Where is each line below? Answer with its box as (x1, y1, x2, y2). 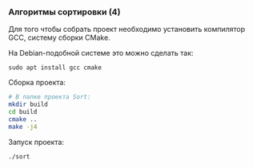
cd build (8, 108, 38, 116)
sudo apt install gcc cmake (8, 64, 102, 72)
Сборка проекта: (8, 78, 66, 88)
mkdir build (8, 100, 48, 109)
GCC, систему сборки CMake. (8, 33, 110, 42)
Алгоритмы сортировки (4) (8, 6, 121, 18)
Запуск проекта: (8, 137, 65, 147)
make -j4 (8, 123, 38, 131)
